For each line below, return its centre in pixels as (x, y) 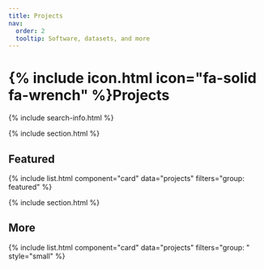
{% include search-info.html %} (61, 118)
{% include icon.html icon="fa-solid (132, 78)
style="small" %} (37, 256)
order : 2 (30, 31)
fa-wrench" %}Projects (89, 96)
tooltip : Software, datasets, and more (83, 38)
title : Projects (36, 16)
